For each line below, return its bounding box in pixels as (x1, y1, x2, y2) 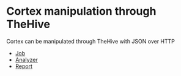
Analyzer (15, 56, 38, 63)
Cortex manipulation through (6, 4, 157, 18)
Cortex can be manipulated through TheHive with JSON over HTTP (6, 37, 175, 45)
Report (15, 63, 32, 70)
